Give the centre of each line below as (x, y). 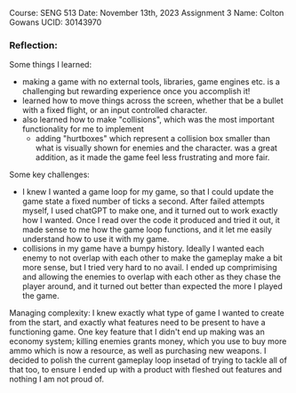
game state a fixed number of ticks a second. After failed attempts (143, 201)
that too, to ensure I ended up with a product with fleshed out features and (146, 370)
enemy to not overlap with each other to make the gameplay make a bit (152, 258)
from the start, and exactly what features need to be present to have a (137, 323)
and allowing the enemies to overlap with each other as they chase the (152, 277)
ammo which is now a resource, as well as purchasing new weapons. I (138, 351)
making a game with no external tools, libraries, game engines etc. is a (151, 82)
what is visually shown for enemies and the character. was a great (156, 148)
